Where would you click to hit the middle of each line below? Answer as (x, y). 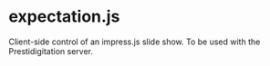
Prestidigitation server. (51, 51)
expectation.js (64, 17)
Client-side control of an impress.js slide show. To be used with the (135, 42)
